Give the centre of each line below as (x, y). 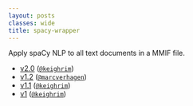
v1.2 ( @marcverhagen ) (53, 77)
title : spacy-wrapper (44, 30)
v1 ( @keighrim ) (43, 94)
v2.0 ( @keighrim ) (47, 69)
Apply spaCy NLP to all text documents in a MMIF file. (97, 53)
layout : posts (32, 16)
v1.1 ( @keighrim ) (45, 85)
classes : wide (32, 23)
